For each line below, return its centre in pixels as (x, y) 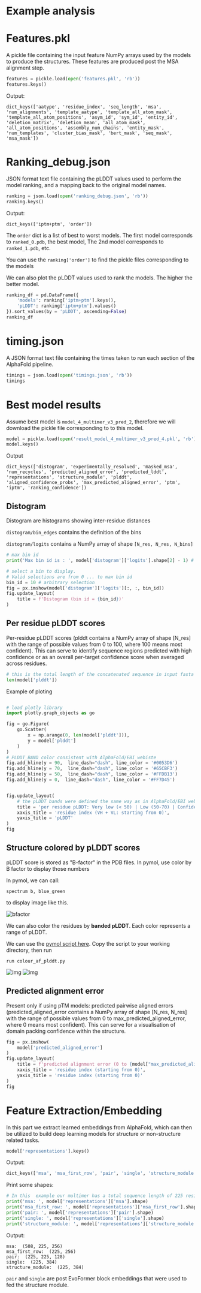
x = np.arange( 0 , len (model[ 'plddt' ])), (79, 735)
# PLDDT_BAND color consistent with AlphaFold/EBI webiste (81, 757)
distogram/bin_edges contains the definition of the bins (74, 533)
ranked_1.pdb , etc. (28, 248)
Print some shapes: (30, 1185)
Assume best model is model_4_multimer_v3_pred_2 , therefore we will (91, 422)
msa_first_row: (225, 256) (41, 1252)
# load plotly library (34, 708)
